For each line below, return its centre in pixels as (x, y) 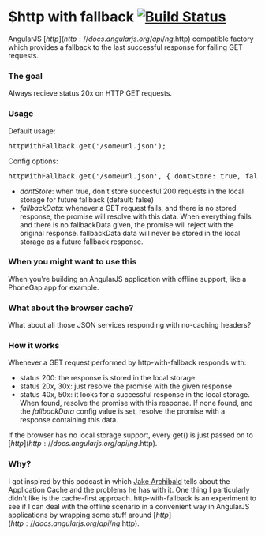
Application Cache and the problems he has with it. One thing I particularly (129, 489)
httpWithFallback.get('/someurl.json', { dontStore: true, (125, 176)
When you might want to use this (73, 262)
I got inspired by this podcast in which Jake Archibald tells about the (119, 481)
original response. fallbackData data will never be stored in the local (130, 233)
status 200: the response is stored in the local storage (107, 378)
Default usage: (32, 131)
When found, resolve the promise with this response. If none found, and (136, 403)
